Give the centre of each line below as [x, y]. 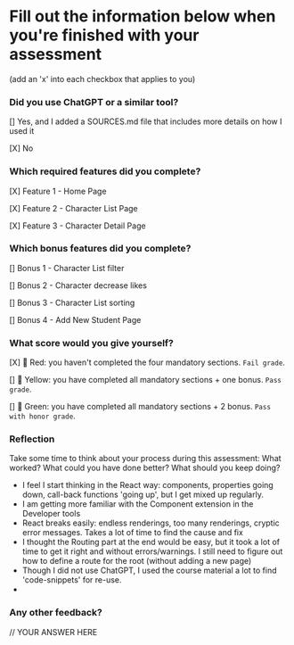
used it [22, 131]
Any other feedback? [56, 613]
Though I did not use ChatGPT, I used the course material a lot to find [150, 571]
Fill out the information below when [143, 17]
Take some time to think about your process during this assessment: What [146, 459]
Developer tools [51, 514]
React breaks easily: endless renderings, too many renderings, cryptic [151, 523]
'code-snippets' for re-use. [72, 580]
